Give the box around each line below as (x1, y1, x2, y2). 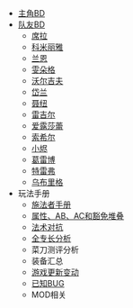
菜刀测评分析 (31, 244, 79, 255)
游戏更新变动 (31, 267, 79, 277)
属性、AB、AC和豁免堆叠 (31, 211, 124, 221)
